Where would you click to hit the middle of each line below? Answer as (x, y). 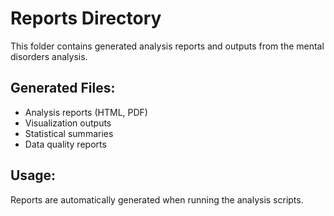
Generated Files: (63, 88)
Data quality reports (65, 144)
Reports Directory (86, 18)
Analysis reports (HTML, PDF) (86, 112)
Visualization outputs (68, 123)
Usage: (33, 175)
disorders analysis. (49, 56)
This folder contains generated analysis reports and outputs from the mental (167, 46)
